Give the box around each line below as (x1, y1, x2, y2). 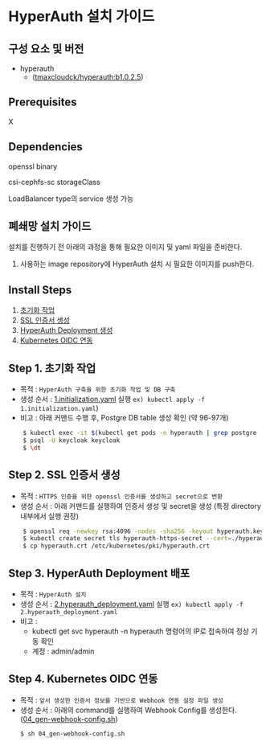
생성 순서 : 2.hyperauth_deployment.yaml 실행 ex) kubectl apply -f (19, 599, 243, 609)
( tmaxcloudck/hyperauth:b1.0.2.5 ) (31, 72, 144, 81)
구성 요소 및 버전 (8, 42, 84, 55)
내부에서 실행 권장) (19, 511, 79, 521)
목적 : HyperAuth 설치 (19, 588, 87, 599)
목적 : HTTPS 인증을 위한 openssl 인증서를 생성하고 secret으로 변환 (19, 491, 223, 501)
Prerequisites (8, 96, 77, 109)
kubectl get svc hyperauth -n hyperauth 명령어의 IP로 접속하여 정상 (31, 626, 249, 636)
